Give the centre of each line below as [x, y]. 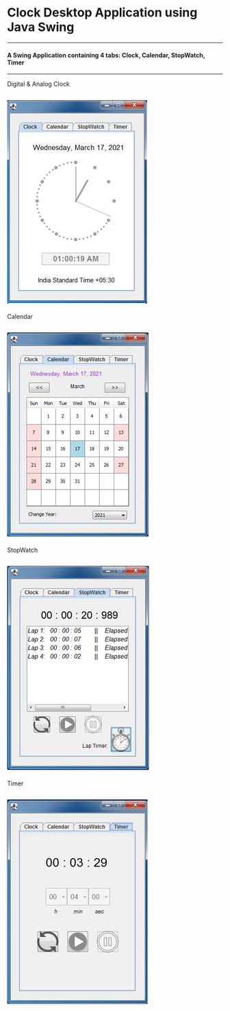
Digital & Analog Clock [39, 84]
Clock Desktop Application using [102, 13]
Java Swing [41, 27]
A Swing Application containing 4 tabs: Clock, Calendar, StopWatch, [106, 55]
